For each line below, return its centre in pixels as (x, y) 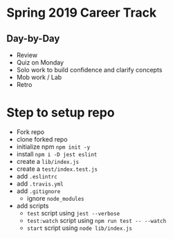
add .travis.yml (40, 183)
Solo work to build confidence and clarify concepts (89, 70)
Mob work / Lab (39, 77)
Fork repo (30, 132)
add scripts (33, 206)
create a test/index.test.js (57, 169)
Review (27, 55)
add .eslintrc (37, 176)
